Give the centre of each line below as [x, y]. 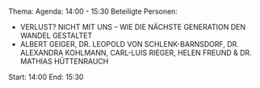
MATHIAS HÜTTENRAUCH [64, 61]
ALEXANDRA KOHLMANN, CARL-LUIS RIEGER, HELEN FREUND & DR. [136, 53]
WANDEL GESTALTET [56, 36]
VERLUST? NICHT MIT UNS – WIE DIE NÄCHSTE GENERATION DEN [133, 27]
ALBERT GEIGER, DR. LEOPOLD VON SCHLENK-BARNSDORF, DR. [130, 44]
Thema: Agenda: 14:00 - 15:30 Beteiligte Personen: [93, 11]
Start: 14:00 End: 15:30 [46, 77]
